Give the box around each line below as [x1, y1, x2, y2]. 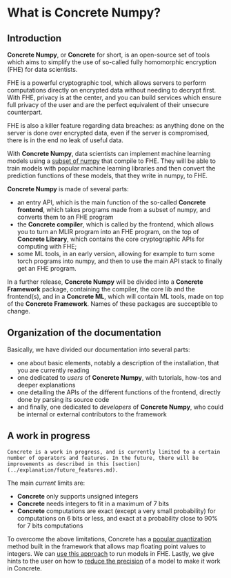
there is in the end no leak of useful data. [7, 136, 124, 144]
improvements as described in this [7, 461, 110, 468]
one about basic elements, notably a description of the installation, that [17, 358, 219, 367]
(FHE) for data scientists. [7, 66, 78, 73]
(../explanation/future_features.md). [7, 466, 119, 474]
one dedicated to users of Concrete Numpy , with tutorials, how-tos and [17, 373, 222, 381]
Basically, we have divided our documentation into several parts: [7, 345, 191, 354]
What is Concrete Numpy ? [7, 5, 161, 21]
